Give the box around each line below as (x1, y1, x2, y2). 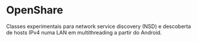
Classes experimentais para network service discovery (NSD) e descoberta (6, 23, 192, 30)
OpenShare (6, 3, 64, 17)
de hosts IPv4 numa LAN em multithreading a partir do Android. (6, 29, 162, 36)
